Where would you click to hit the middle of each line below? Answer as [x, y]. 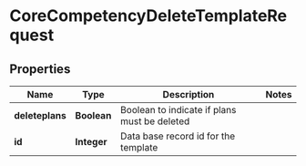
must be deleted [155, 121]
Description [189, 94]
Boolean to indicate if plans [178, 110]
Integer [91, 142]
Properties [40, 69]
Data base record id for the [178, 136]
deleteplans [40, 115]
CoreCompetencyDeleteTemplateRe [148, 16]
